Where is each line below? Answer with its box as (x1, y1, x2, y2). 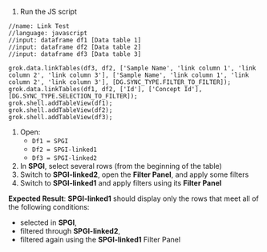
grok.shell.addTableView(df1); (8, 99, 113, 107)
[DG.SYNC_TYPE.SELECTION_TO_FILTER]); (8, 92, 138, 100)
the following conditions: (8, 202, 90, 211)
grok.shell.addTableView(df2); (8, 106, 113, 114)
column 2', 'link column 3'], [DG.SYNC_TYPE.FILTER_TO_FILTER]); (8, 78, 231, 86)
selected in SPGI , (19, 218, 78, 227)
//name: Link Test (8, 22, 70, 30)
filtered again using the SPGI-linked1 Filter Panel (19, 235, 181, 244)
